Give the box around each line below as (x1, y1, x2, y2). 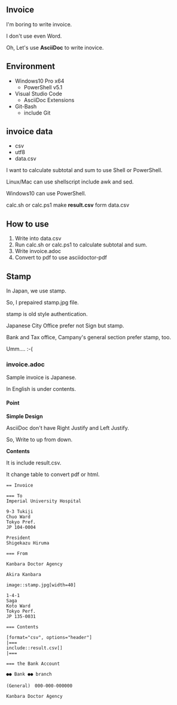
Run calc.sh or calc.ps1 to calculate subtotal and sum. (14, 241, 148, 248)
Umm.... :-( (6, 345, 33, 352)
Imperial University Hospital (6, 498, 82, 504)
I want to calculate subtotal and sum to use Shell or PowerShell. (6, 167, 163, 174)
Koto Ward (6, 602, 31, 609)
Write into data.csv (14, 235, 62, 242)
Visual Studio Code (14, 90, 63, 97)
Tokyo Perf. (6, 608, 36, 614)
